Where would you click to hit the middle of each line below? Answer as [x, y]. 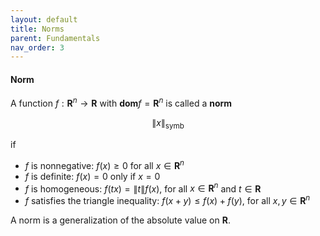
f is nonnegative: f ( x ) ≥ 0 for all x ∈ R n [104, 164]
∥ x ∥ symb [168, 124]
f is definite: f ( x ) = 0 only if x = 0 [92, 176]
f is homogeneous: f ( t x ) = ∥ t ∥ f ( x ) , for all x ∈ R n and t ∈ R [143, 188]
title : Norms [37, 29]
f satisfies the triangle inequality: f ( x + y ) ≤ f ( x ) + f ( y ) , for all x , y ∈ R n [167, 199]
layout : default [44, 19]
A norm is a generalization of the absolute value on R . [120, 220]
